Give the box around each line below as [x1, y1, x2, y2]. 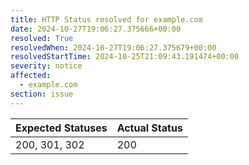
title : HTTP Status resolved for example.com [10, 14, 203, 25]
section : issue [10, 89, 74, 99]
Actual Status [116, 121, 183, 135]
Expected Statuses [15, 121, 108, 135]
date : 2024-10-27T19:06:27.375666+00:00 [10, 24, 182, 34]
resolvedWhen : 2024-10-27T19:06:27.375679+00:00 [10, 42, 217, 53]
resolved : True [10, 33, 74, 43]
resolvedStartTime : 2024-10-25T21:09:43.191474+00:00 [10, 52, 240, 62]
